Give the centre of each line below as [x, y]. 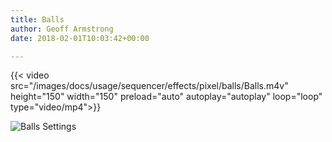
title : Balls [37, 19]
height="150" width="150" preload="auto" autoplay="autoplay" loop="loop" [166, 97]
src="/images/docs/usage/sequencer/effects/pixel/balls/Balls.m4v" [149, 86]
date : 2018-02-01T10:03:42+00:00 [80, 38]
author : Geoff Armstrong [62, 29]
